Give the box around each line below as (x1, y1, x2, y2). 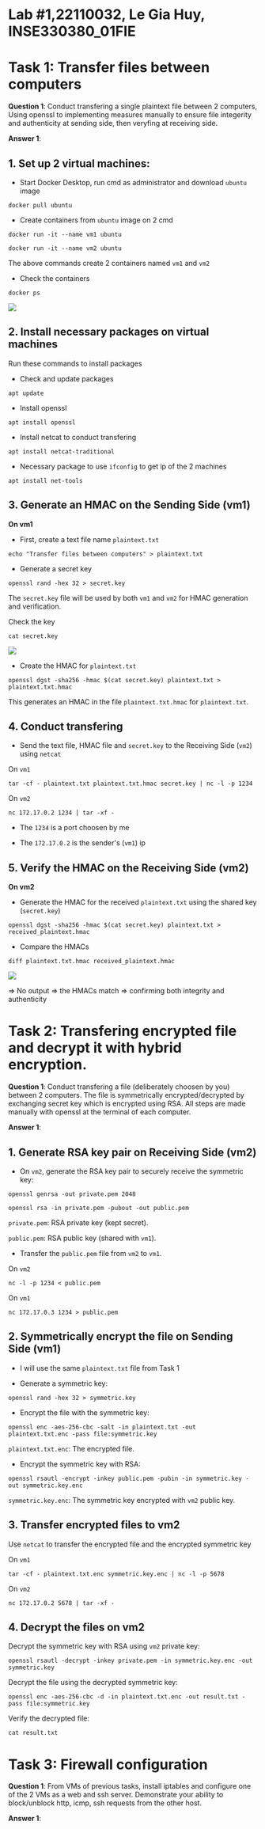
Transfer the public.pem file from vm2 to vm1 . (19, 1248, 162, 1258)
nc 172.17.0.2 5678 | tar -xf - (8, 1599, 115, 1607)
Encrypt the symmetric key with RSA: (19, 1459, 141, 1469)
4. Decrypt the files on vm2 (8, 1620, 145, 1634)
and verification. (8, 601, 62, 611)
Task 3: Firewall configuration (8, 1755, 208, 1774)
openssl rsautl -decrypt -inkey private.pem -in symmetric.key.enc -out (8, 1656, 253, 1665)
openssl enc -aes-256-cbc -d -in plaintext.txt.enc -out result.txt (8, 1693, 239, 1701)
